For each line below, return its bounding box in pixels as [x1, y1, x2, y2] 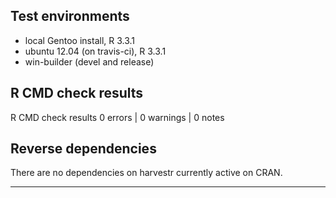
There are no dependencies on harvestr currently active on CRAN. [10, 167, 283, 179]
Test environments [10, 8, 130, 25]
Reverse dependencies [10, 140, 157, 158]
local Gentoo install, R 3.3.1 [24, 34, 136, 46]
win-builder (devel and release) [24, 55, 155, 68]
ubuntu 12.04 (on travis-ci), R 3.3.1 [24, 45, 167, 57]
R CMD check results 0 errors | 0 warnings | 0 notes [10, 111, 225, 123]
